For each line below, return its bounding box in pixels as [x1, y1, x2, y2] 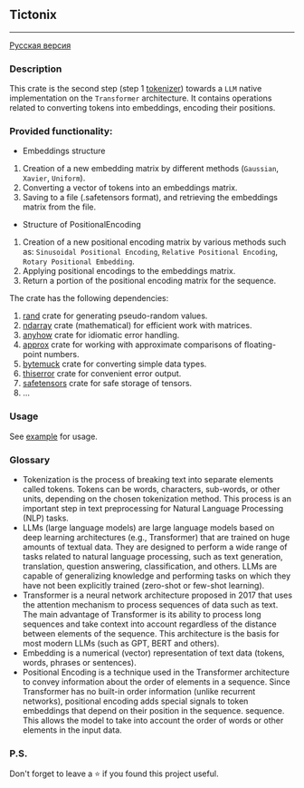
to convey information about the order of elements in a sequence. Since [22, 676, 291, 687]
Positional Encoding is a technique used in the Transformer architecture [22, 666, 290, 677]
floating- [243, 339, 277, 350]
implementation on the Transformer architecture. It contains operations [9, 92, 272, 103]
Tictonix [9, 7, 57, 23]
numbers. [43, 349, 80, 360]
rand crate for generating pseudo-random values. [22, 310, 208, 321]
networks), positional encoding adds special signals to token [22, 696, 249, 706]
